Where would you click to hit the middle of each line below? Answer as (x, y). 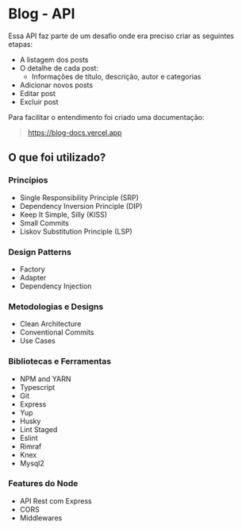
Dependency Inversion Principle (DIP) (81, 206)
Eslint (29, 438)
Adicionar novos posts (56, 85)
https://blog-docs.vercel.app (75, 133)
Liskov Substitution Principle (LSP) (76, 231)
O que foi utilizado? (57, 158)
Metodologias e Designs (56, 307)
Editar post (37, 93)
